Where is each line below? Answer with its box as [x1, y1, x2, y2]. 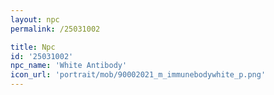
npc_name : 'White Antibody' [10, 61, 128, 71]
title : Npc [10, 42, 56, 52]
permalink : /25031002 [10, 24, 101, 34]
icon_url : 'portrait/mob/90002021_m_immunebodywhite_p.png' [10, 70, 267, 80]
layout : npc [10, 14, 60, 25]
